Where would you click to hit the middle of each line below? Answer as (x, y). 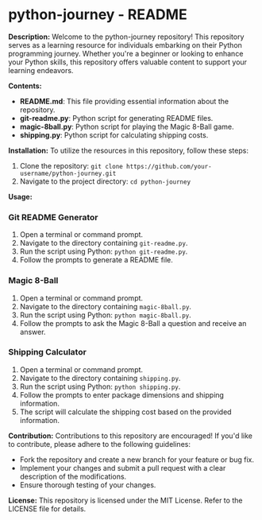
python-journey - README (98, 15)
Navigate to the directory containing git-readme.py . (104, 243)
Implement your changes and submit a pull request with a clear (123, 468)
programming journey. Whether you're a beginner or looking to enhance (126, 53)
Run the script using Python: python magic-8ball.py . (106, 315)
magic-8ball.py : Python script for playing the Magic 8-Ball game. (127, 126)
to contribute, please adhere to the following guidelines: (99, 444)
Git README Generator (53, 217)
